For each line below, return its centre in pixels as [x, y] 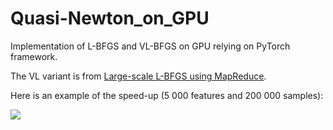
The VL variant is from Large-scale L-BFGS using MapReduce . [138, 76]
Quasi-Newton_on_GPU [110, 18]
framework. [34, 56]
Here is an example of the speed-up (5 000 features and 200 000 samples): [167, 95]
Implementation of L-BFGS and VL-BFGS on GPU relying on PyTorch [150, 46]
